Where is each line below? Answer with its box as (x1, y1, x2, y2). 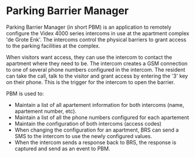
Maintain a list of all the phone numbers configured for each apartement (14, 113, 189, 121)
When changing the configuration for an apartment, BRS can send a (14, 126, 179, 133)
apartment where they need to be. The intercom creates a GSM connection (6, 60, 188, 67)
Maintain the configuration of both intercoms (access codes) (14, 120, 162, 127)
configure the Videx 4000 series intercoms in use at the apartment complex (6, 29, 190, 36)
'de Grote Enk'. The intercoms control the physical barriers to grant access (6, 36, 187, 43)
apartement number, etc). (14, 107, 77, 115)
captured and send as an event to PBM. (14, 145, 110, 152)
